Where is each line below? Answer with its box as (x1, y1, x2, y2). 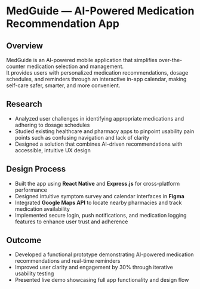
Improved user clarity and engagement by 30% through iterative (14, 264, 173, 271)
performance (14, 186, 48, 193)
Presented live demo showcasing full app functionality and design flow (14, 276, 189, 284)
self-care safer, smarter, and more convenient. (6, 82, 121, 89)
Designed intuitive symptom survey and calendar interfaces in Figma (14, 192, 185, 199)
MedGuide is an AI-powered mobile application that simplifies (6, 57, 158, 63)
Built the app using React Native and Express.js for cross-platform (14, 180, 180, 187)
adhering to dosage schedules (14, 121, 90, 128)
